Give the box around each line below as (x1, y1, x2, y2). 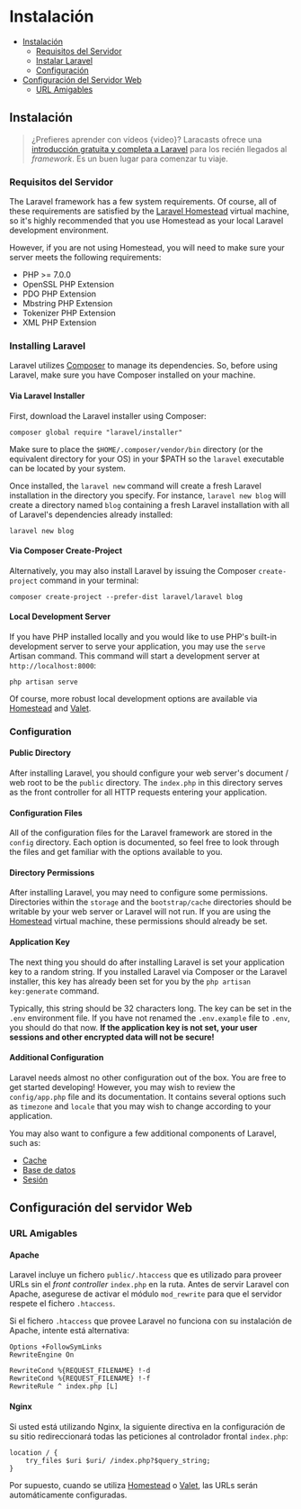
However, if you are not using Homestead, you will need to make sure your (9, 242, 285, 253)
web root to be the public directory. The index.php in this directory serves (9, 777, 283, 788)
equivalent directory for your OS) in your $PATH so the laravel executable (9, 453, 285, 464)
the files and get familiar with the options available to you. (9, 847, 223, 858)
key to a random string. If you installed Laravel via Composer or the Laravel (9, 966, 288, 977)
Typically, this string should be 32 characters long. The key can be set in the (9, 1003, 292, 1014)
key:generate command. (9, 985, 100, 996)
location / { (9, 1448, 58, 1457)
